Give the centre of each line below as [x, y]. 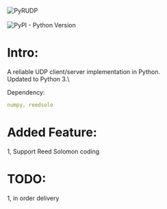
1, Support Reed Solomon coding [53, 151]
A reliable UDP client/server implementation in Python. [84, 71]
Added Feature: [52, 132]
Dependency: [26, 92]
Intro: [23, 53]
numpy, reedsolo [30, 105]
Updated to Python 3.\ [38, 79]
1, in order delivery [33, 198]
